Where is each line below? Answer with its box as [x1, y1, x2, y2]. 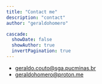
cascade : [6, 31, 28, 37]
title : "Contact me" [6, 8, 58, 15]
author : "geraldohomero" [6, 20, 68, 26]
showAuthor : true [11, 42, 55, 48]
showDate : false [11, 37, 52, 43]
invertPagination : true [11, 48, 71, 54]
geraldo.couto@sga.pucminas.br [14, 64, 96, 71]
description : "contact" [6, 15, 66, 21]
